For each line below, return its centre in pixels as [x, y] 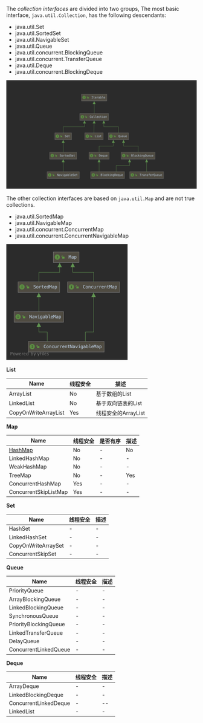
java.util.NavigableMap [43, 223]
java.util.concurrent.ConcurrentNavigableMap [72, 236]
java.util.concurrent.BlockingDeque [59, 72]
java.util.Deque [34, 65]
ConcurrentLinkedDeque [40, 703]
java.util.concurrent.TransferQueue [59, 59]
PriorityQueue [26, 591]
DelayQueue [24, 641]
